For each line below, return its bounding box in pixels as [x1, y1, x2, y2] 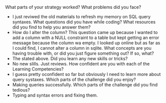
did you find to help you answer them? [12, 24, 91, 30]
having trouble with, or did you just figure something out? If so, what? [12, 50, 154, 56]
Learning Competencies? [12, 66, 64, 72]
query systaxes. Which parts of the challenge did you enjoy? [12, 76, 136, 82]
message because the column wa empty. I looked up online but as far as [12, 40, 161, 46]
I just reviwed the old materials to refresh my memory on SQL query [12, 14, 151, 19]
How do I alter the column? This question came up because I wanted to [12, 30, 158, 35]
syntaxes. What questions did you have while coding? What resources [12, 19, 156, 25]
